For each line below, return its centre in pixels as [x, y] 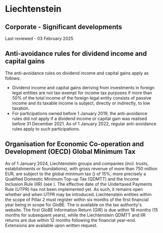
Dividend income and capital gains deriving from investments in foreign [83, 87]
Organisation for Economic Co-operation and [74, 144]
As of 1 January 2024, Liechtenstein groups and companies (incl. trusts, [77, 163]
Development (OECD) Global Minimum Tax [70, 152]
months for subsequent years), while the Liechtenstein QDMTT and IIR [75, 215]
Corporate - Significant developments [64, 27]
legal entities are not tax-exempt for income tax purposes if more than [82, 93]
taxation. [21, 108]
